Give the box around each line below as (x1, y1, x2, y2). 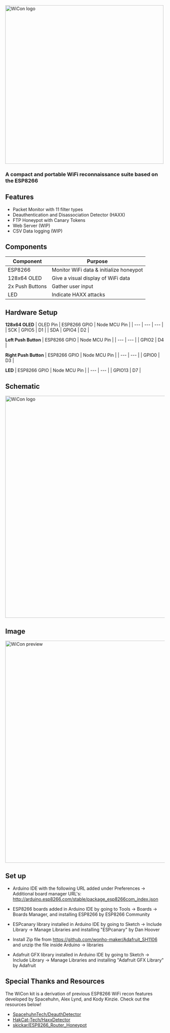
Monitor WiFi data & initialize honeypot (52, 266, 143, 273)
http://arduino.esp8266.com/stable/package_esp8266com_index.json (12, 896, 158, 902)
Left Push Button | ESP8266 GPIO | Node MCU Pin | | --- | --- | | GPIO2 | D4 (5, 337, 164, 343)
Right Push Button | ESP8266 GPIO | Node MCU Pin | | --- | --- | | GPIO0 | (5, 352, 160, 358)
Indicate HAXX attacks (52, 291, 105, 298)
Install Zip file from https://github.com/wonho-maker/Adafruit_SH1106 (12, 936, 158, 942)
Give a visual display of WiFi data (52, 274, 131, 281)
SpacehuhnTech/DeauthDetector (12, 1011, 81, 1017)
